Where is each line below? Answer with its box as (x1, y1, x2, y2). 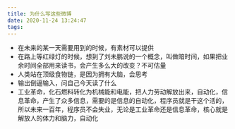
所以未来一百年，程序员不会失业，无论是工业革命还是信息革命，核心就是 (17, 105, 228, 113)
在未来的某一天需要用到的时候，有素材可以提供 (17, 44, 154, 52)
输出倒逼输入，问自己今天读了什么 (17, 79, 117, 87)
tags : (7, 23, 23, 30)
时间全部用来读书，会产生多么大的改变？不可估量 (23, 61, 167, 70)
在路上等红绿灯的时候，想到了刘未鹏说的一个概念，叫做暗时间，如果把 (17, 52, 222, 61)
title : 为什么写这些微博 (7, 10, 72, 18)
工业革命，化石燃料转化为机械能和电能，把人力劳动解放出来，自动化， (17, 87, 222, 96)
